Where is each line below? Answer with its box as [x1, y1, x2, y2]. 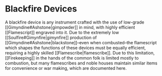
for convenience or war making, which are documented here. [5, 65, 127, 71]
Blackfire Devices [5, 3, 77, 14]
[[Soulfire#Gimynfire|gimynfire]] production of [5, 35, 97, 40]
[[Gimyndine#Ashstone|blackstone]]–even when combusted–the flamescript [5, 39, 157, 45]
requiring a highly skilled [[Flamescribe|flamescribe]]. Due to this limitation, [5, 50, 155, 56]
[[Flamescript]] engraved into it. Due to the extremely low [5, 29, 119, 35]
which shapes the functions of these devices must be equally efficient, [5, 45, 146, 51]
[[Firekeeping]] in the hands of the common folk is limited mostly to [5, 55, 139, 61]
